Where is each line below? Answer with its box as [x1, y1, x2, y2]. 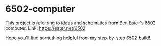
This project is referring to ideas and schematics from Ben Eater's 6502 [5, 20, 156, 26]
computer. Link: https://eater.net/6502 [5, 25, 86, 31]
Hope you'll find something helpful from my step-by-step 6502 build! [5, 35, 151, 41]
